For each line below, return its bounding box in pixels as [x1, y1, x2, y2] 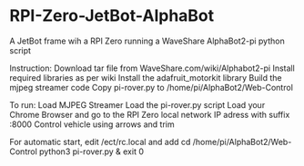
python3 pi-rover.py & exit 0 [39, 146, 144, 157]
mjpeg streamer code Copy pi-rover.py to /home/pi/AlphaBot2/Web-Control [9, 82, 294, 93]
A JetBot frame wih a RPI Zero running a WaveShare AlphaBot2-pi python [9, 35, 285, 46]
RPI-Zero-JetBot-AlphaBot [9, 5, 215, 26]
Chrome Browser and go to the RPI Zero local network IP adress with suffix [9, 109, 290, 120]
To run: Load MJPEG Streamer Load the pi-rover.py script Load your [9, 99, 266, 110]
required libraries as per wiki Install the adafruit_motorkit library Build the [9, 72, 282, 83]
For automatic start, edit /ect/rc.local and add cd [9, 136, 191, 147]
